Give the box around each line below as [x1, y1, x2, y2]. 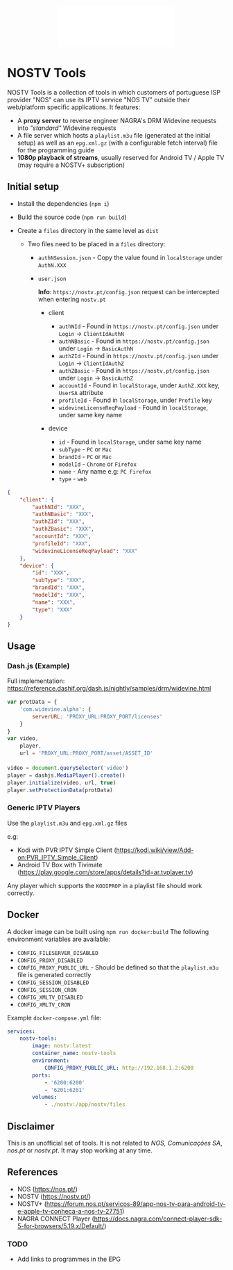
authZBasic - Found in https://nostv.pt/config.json [58, 366, 210, 374]
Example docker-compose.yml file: [7, 1013, 102, 1022]
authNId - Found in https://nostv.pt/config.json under [58, 322, 219, 330]
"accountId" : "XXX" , [32, 533, 92, 540]
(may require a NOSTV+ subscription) [17, 161, 126, 169]
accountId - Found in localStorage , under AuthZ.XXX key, [58, 381, 220, 389]
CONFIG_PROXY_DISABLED [17, 957, 83, 964]
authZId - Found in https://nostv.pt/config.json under [58, 351, 219, 360]
